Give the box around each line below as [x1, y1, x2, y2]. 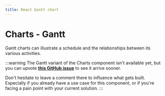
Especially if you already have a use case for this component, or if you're [5, 80, 155, 86]
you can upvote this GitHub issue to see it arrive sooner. [5, 65, 121, 71]
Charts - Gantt [5, 28, 66, 40]
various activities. [5, 50, 41, 56]
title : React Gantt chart [5, 7, 59, 12]
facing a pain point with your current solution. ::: [5, 85, 103, 91]
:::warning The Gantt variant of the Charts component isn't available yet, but [5, 60, 161, 66]
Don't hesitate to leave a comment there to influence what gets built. [5, 75, 146, 81]
